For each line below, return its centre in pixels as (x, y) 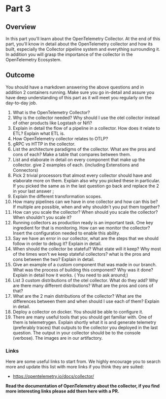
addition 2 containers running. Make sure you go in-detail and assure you (80, 92)
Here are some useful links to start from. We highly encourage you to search (83, 361)
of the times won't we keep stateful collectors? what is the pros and (82, 254)
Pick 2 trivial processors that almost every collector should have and (82, 175)
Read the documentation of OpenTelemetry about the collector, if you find (83, 386)
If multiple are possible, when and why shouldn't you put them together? (86, 207)
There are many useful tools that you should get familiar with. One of (82, 317)
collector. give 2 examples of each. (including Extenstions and (76, 165)
